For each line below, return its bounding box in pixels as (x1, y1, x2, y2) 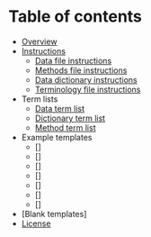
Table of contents (8, 6, 143, 27)
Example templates (21, 132, 93, 142)
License (21, 218, 51, 229)
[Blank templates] (21, 208, 87, 219)
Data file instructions (34, 55, 112, 66)
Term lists (21, 93, 58, 105)
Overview (21, 36, 58, 47)
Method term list (34, 122, 96, 132)
